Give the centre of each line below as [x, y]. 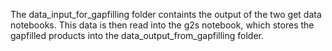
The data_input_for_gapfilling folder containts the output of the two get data [166, 14]
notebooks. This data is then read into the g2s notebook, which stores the [162, 25]
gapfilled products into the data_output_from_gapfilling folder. [137, 35]
